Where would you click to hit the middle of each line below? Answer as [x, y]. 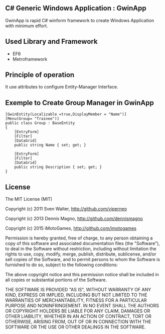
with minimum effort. [27, 26]
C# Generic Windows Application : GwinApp [76, 8]
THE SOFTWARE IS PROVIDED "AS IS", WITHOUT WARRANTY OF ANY [78, 290]
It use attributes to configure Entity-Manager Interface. [62, 87]
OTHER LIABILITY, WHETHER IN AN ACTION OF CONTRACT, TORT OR [78, 316]
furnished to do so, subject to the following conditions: [61, 265]
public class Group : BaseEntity [40, 123]
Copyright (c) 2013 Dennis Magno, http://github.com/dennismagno [74, 219]
